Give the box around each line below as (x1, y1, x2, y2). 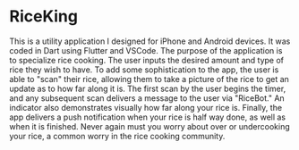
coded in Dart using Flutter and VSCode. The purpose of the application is (9, 45, 283, 55)
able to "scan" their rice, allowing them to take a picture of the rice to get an (9, 73, 289, 84)
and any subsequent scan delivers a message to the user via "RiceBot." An (9, 92, 285, 104)
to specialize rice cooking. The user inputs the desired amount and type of (9, 54, 285, 65)
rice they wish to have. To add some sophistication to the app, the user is (9, 64, 279, 75)
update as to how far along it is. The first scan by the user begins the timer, (9, 83, 286, 94)
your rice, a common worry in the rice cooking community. (9, 130, 226, 141)
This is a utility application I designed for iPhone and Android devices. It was (9, 36, 291, 46)
